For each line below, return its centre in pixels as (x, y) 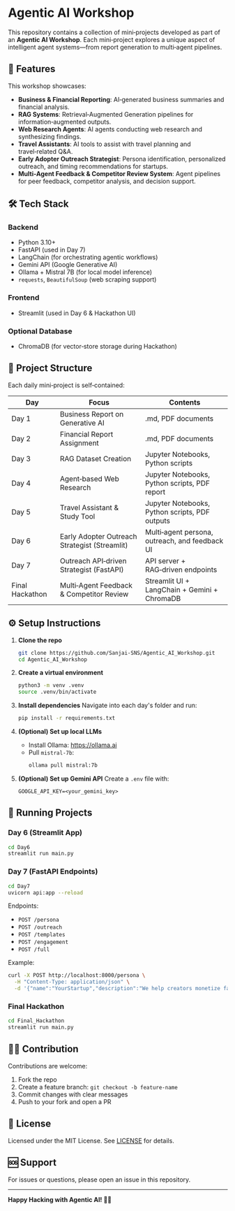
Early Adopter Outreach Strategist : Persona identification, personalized (122, 159)
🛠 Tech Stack (38, 204)
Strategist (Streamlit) (94, 545)
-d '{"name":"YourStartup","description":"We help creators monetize (117, 989)
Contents (185, 402)
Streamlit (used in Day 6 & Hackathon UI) (77, 313)
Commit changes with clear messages (73, 1094)
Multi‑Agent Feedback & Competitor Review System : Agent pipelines (119, 173)
